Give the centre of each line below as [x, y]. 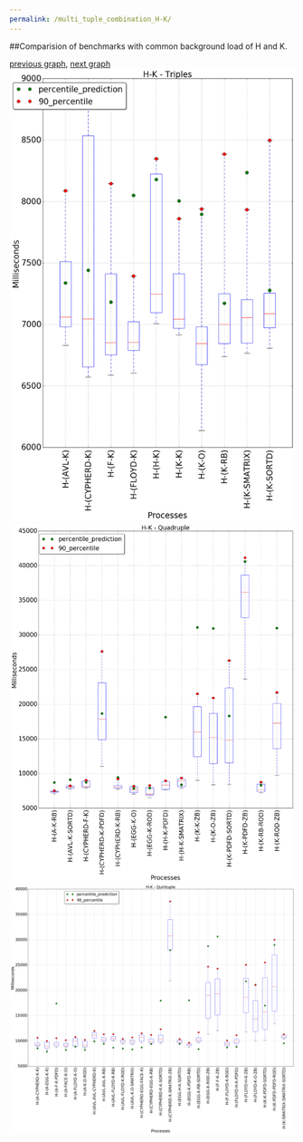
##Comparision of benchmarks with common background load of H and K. [148, 46]
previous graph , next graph [60, 63]
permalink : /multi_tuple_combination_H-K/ [90, 19]
